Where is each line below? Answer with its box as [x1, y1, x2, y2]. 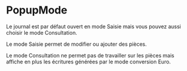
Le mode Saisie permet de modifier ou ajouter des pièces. [6, 40, 147, 48]
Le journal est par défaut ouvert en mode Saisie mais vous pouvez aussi [6, 23, 181, 30]
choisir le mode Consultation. [6, 29, 78, 36]
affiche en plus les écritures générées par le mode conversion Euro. [6, 58, 171, 65]
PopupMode [6, 4, 68, 17]
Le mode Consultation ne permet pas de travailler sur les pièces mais [6, 52, 175, 59]
